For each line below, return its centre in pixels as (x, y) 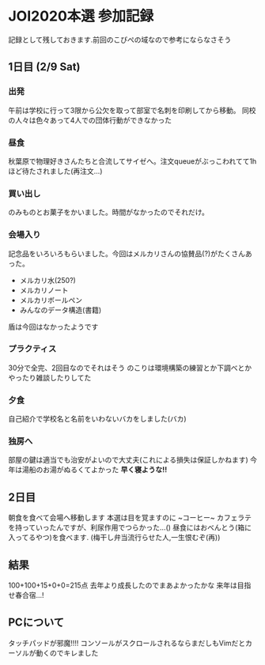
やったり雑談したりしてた (50, 377)
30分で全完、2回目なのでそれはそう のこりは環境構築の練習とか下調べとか (130, 368)
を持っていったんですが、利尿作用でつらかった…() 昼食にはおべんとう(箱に (130, 527)
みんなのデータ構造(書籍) (61, 310)
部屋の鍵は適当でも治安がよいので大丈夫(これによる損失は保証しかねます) (129, 460)
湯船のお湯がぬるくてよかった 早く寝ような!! (95, 470)
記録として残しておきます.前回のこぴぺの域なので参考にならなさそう (120, 40)
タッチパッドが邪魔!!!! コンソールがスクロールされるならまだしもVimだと (127, 643)
